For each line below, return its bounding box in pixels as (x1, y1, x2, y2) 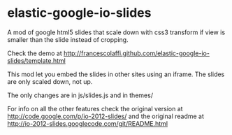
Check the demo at (7, 49, 63, 57)
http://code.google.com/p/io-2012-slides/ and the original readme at (7, 112, 205, 120)
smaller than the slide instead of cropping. (7, 35, 129, 43)
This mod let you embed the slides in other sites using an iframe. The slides (7, 70, 225, 78)
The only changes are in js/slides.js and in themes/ (7, 91, 154, 99)
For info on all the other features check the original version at (7, 104, 183, 113)
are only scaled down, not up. (7, 77, 93, 85)
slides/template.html (7, 56, 66, 64)
